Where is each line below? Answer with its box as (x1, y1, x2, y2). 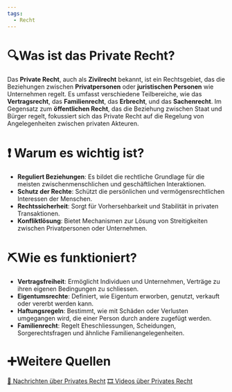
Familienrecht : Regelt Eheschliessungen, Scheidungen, (17, 321, 177, 330)
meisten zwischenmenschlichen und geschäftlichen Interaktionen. (17, 180, 206, 188)
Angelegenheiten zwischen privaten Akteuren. (7, 119, 140, 128)
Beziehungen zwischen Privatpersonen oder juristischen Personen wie (7, 82, 214, 91)
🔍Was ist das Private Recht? (7, 48, 175, 63)
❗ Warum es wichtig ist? (7, 145, 145, 161)
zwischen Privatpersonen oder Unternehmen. (17, 224, 148, 233)
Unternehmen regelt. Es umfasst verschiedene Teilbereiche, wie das (7, 90, 202, 98)
